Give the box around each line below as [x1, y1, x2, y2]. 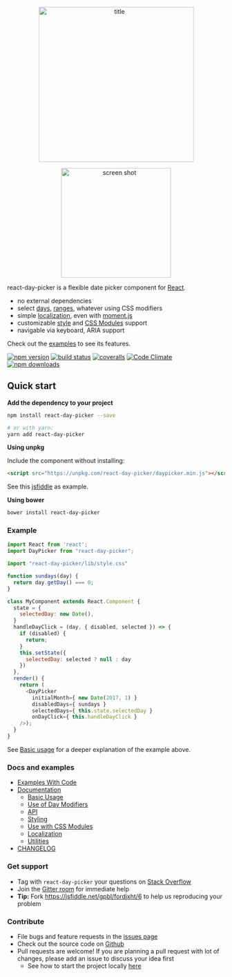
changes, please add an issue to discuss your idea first [17, 954, 174, 962]
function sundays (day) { [7, 573, 79, 580]
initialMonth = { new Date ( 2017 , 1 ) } [32, 694, 137, 701]
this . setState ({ [19, 649, 67, 656]
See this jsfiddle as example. [7, 482, 88, 491]
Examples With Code [17, 778, 77, 787]
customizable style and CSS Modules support [17, 319, 148, 327]
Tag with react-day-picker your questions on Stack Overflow [17, 878, 192, 886]
